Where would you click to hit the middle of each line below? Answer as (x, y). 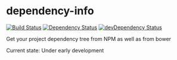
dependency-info (50, 11)
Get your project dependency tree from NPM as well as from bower (89, 39)
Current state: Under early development (55, 50)
